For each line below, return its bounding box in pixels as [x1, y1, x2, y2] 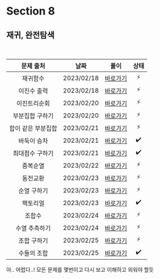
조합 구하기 [18, 236, 48, 245]
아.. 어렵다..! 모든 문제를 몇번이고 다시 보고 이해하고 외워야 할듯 [6, 266, 154, 273]
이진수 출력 [18, 87, 48, 95]
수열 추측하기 [15, 224, 51, 232]
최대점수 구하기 [13, 149, 54, 157]
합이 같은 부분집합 [9, 124, 57, 133]
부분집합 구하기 [13, 111, 54, 120]
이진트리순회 [16, 99, 50, 107]
